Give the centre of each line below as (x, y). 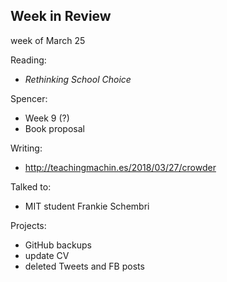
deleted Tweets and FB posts (84, 266)
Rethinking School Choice (78, 79)
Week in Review (61, 16)
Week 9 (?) (47, 118)
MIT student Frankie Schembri (87, 206)
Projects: (28, 225)
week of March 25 (48, 40)
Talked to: (31, 186)
